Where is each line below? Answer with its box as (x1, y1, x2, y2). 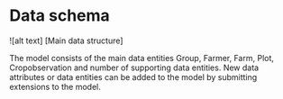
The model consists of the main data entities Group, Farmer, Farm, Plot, (9, 52, 275, 63)
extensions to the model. (9, 81, 101, 92)
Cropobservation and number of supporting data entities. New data (9, 62, 260, 73)
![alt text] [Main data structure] (9, 35, 123, 46)
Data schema (9, 5, 110, 26)
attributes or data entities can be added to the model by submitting (9, 71, 258, 82)
